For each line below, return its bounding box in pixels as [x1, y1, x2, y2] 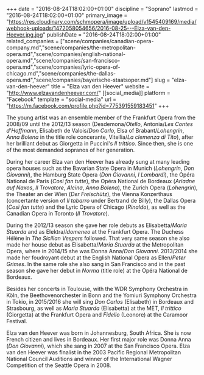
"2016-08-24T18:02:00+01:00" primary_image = [6, 12, 128, 19]
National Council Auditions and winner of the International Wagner [6, 356, 172, 362]
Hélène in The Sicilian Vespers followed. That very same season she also [6, 234, 190, 242]
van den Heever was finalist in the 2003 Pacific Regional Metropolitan [6, 349, 181, 356]
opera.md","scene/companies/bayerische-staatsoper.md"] [6, 76, 153, 83]
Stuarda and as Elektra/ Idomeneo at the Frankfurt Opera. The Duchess [6, 228, 184, 235]
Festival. [6, 318, 27, 324]
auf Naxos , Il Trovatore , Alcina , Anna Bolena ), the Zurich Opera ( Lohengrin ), [6, 184, 198, 191]
